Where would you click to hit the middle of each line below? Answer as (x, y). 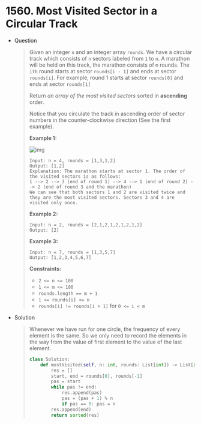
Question (25, 40)
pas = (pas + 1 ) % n (87, 398)
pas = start (66, 382)
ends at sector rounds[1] (60, 84)
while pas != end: (74, 387)
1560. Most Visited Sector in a (81, 11)
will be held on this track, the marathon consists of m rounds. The (109, 65)
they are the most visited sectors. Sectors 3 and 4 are (102, 197)
